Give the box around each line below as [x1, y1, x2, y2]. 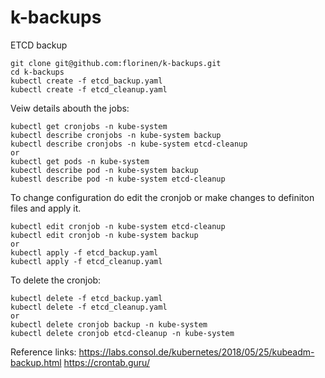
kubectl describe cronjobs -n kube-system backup [10, 130, 222, 140]
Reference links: [10, 346, 77, 358]
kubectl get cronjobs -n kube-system [10, 121, 168, 131]
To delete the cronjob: [10, 274, 102, 286]
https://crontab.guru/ [63, 356, 150, 368]
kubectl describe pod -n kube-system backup [10, 165, 199, 175]
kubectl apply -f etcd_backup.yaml [10, 247, 159, 258]
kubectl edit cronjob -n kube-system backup [10, 230, 199, 240]
